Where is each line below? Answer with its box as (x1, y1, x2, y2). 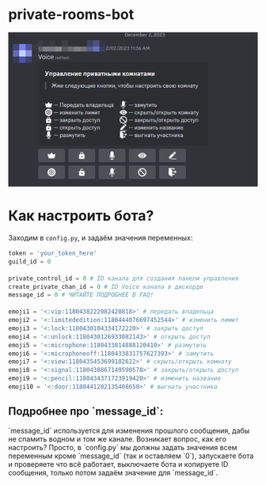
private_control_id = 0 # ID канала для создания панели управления (8, 275, 239, 282)
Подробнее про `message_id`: (8, 405, 164, 419)
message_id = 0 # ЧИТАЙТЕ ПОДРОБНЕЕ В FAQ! (8, 291, 154, 299)
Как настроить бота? (8, 207, 154, 225)
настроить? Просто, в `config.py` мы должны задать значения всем (8, 442, 237, 452)
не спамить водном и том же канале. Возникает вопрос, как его (8, 434, 227, 444)
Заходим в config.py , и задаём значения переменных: (8, 233, 193, 243)
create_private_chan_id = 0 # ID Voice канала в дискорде (8, 282, 203, 290)
